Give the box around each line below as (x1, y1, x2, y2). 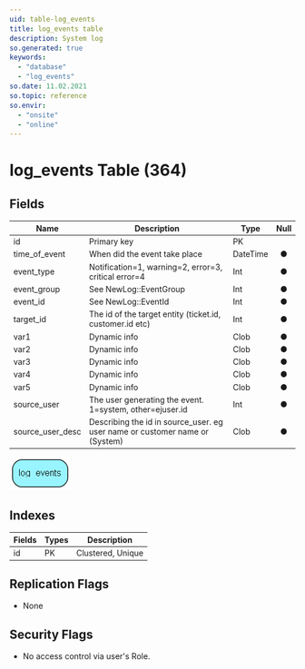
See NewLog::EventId (89, 296, 170, 307)
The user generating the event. (89, 394, 204, 405)
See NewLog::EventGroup (89, 283, 186, 294)
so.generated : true (9, 44, 84, 53)
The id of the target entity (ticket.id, (89, 309, 221, 320)
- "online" (17, 120, 59, 129)
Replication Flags (9, 576, 109, 592)
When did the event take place (89, 249, 202, 260)
